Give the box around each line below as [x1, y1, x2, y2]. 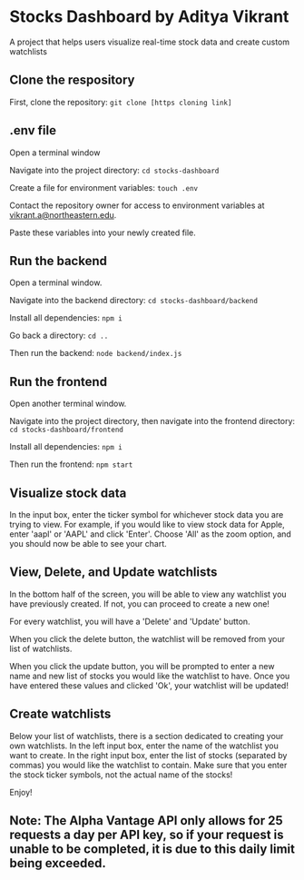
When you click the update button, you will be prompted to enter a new [9, 660, 275, 671]
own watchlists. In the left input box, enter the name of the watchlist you [9, 740, 279, 751]
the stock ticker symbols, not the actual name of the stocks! [9, 769, 233, 780]
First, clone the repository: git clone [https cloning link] [9, 96, 232, 107]
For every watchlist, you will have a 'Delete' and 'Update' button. [9, 616, 251, 627]
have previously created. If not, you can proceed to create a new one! [9, 598, 270, 609]
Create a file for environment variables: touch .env [9, 182, 199, 193]
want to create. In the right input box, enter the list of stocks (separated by [9, 749, 288, 760]
